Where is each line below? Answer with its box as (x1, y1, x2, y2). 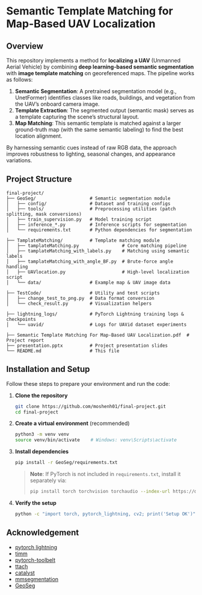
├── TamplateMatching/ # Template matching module (6, 237, 161, 243)
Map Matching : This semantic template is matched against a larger (14, 120, 182, 127)
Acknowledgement (6, 528, 79, 538)
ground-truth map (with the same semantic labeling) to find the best (14, 126, 183, 133)
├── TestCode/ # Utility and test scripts (6, 290, 161, 296)
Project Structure (6, 174, 72, 185)
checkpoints (6, 316, 36, 322)
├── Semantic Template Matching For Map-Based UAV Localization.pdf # (6, 332, 189, 338)
